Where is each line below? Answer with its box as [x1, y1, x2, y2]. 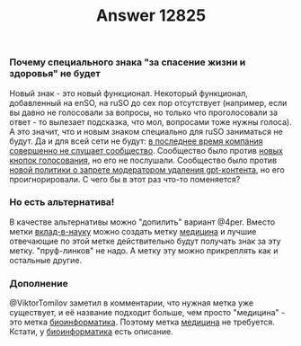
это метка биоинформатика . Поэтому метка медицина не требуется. [9, 316, 276, 328]
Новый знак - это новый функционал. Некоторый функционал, [9, 87, 249, 99]
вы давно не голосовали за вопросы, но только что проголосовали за [9, 107, 279, 118]
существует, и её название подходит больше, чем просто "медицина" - [9, 307, 286, 318]
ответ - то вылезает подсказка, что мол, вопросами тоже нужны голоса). [9, 116, 292, 127]
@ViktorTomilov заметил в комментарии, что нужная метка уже [9, 297, 254, 308]
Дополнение [9, 277, 69, 289]
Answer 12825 [95, 5, 207, 26]
